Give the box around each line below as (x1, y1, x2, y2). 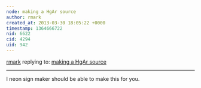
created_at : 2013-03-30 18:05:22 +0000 (6, 20, 106, 26)
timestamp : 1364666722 (6, 25, 63, 32)
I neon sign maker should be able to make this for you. (6, 75, 140, 82)
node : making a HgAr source (6, 8, 77, 15)
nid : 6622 (6, 31, 31, 37)
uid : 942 (6, 42, 28, 48)
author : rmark (6, 14, 42, 20)
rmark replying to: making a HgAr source (6, 58, 106, 65)
